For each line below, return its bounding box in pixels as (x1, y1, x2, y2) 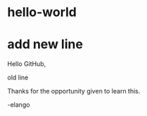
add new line (7, 37, 83, 53)
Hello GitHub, (7, 60, 46, 68)
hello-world (7, 4, 77, 20)
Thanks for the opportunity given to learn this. (7, 87, 141, 96)
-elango (7, 101, 30, 109)
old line (7, 73, 29, 82)
